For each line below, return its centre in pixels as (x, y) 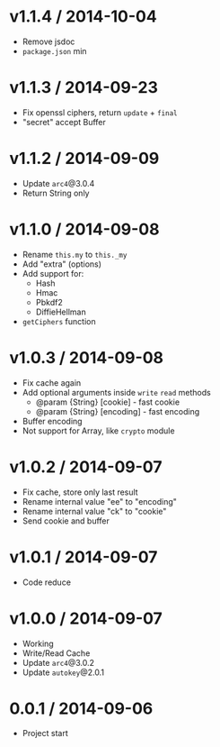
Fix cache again (52, 383)
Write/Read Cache (56, 653)
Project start (45, 733)
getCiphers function (59, 321)
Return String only (56, 193)
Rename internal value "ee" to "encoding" (100, 501)
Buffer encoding (52, 421)
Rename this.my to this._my (75, 254)
